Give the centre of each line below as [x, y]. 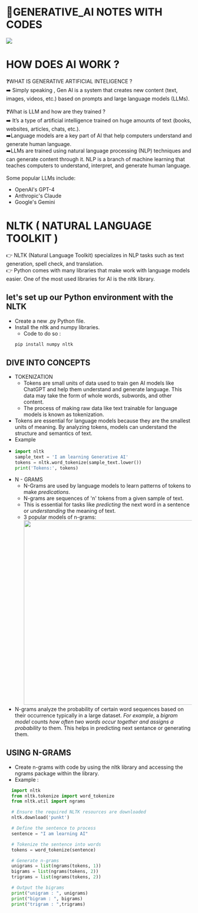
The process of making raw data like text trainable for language [100, 408]
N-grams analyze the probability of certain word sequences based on [99, 709]
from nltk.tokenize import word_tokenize [63, 796]
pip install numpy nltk [44, 344]
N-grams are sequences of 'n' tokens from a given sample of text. [103, 498]
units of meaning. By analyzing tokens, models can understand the [95, 427]
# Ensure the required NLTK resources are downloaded [79, 812]
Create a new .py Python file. [50, 321]
